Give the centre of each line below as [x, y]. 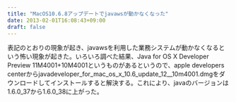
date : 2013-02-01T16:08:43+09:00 [57, 20]
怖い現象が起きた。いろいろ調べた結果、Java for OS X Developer [114, 56]
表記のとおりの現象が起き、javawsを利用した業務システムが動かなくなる [113, 48]
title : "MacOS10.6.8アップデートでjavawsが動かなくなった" [88, 14]
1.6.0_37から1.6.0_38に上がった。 [55, 91]
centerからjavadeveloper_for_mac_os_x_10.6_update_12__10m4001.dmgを [113, 74]
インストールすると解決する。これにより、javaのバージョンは [140, 83]
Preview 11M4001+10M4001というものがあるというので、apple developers [116, 65]
